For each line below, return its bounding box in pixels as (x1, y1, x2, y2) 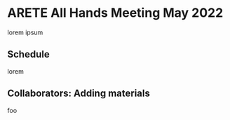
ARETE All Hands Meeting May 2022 (7, 5, 224, 21)
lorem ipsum (7, 28, 43, 36)
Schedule (7, 48, 50, 60)
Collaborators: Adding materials (7, 88, 151, 100)
